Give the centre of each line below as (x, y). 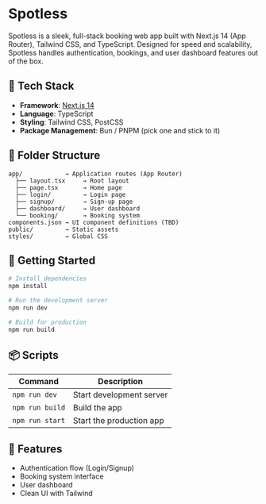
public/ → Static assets (64, 229)
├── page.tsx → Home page (69, 187)
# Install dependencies (48, 279)
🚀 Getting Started (52, 260)
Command (39, 382)
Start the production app (118, 421)
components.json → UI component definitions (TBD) (94, 222)
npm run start (39, 421)
